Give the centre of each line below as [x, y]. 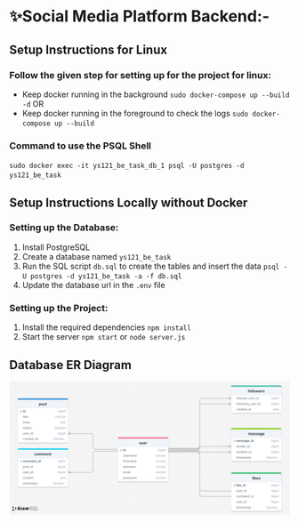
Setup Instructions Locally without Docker [129, 202]
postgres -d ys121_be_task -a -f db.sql [106, 276]
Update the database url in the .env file [94, 285]
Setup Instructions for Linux [88, 49]
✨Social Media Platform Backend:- [139, 16]
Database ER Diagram [70, 365]
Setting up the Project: [59, 308]
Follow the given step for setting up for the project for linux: [140, 75]
